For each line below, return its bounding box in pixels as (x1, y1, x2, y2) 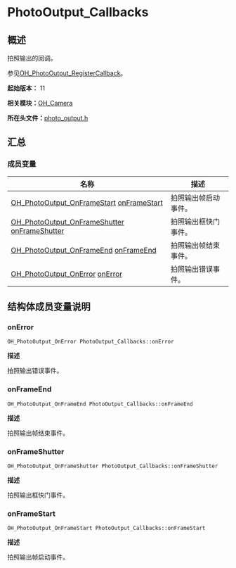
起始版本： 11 (7, 84, 46, 92)
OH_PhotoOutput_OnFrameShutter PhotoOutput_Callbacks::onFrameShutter (7, 462, 218, 469)
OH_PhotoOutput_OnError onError (11, 269, 123, 279)
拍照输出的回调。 (7, 54, 57, 62)
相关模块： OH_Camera (7, 99, 73, 107)
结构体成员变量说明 (7, 301, 91, 313)
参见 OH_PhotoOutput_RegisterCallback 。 (7, 69, 127, 77)
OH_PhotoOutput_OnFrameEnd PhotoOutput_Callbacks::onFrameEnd (7, 400, 193, 408)
